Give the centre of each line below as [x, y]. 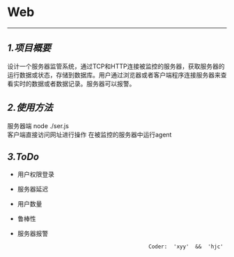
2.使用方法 [30, 108]
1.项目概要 [29, 48]
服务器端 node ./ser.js [38, 125]
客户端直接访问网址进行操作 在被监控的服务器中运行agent [89, 134]
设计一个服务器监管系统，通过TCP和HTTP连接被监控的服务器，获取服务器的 [116, 66]
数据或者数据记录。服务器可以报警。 [83, 84]
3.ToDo [23, 156]
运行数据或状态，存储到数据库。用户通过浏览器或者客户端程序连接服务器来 [114, 75]
